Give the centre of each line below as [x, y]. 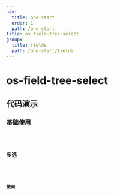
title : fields [29, 46]
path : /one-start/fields [43, 51]
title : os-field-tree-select [43, 34]
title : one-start [33, 17]
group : [14, 40]
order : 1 [22, 23]
